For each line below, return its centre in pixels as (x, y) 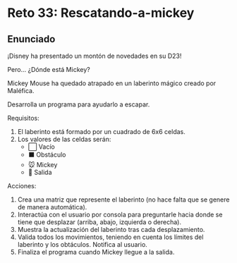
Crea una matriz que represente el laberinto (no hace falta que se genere (123, 200)
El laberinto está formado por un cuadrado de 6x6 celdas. (101, 131)
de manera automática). (52, 207)
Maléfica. (21, 91)
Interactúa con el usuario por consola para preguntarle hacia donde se (120, 214)
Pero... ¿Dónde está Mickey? (49, 69)
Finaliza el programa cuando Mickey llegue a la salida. (96, 252)
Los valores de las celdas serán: (64, 139)
